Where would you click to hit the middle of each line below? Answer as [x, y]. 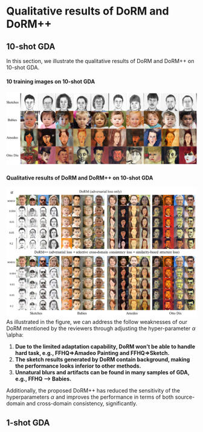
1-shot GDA [28, 423]
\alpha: [15, 335]
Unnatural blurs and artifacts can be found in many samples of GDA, [102, 373]
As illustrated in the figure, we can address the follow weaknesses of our [97, 322]
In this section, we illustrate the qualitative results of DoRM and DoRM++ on [100, 61]
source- [185, 397]
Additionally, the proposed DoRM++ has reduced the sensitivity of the [93, 391]
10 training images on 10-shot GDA [51, 81]
